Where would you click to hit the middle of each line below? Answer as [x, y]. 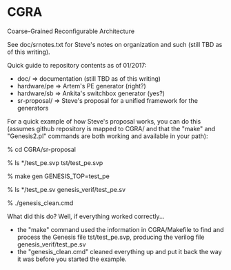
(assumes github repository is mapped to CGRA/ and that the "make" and [111, 128]
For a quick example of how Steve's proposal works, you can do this [104, 121]
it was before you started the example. [72, 259]
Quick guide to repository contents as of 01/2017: [77, 65]
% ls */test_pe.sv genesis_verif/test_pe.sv [67, 189]
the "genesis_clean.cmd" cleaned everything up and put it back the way [119, 251]
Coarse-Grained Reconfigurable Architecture [71, 31]
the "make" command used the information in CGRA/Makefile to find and [120, 229]
